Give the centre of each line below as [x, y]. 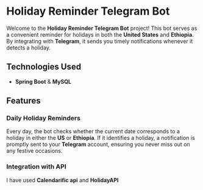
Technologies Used [44, 67]
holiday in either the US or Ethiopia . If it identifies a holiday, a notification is [101, 138]
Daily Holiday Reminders [44, 119]
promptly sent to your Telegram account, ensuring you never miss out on [98, 144]
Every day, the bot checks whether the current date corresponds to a [93, 131]
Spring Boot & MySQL [43, 81]
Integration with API [36, 167]
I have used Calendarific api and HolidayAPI [62, 180]
